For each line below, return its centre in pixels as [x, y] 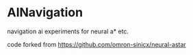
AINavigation [45, 13]
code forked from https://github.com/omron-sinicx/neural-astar [96, 44]
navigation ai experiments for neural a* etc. [68, 31]
